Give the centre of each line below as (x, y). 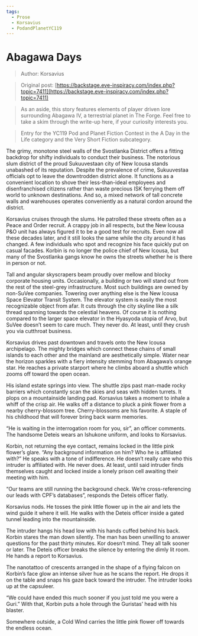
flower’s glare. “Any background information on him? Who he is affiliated (94, 453)
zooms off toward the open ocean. (48, 374)
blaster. (15, 611)
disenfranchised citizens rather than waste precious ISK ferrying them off (95, 189)
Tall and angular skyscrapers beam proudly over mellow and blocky (88, 275)
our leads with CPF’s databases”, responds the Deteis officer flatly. (87, 495)
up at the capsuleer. (30, 586)
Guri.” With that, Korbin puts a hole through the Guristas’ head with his (92, 604)
